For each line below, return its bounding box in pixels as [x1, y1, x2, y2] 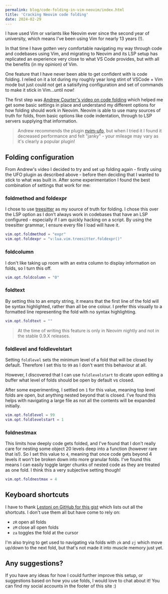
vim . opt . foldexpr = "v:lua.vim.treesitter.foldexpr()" [5, 237, 122, 242]
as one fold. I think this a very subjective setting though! [5, 467, 121, 473]
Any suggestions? [5, 559, 64, 567]
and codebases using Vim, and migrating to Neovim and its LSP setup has [5, 51, 158, 57]
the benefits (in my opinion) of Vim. [5, 61, 78, 68]
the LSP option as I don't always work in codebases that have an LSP [5, 212, 148, 218]
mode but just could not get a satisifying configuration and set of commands [5, 82, 163, 88]
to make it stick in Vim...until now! [5, 87, 75, 93]
